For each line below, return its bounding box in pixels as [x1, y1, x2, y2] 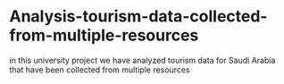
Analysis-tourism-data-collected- [9, 6, 268, 27]
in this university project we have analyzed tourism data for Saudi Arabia [9, 55, 276, 65]
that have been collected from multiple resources [9, 64, 190, 75]
